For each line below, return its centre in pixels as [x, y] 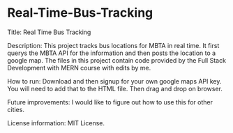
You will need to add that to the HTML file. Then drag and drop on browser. [115, 88]
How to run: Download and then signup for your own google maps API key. [114, 81]
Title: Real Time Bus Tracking [49, 32]
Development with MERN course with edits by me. [79, 68]
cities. [16, 109]
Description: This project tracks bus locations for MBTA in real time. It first [113, 45]
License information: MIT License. [56, 123]
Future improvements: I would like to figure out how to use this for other [110, 102]
